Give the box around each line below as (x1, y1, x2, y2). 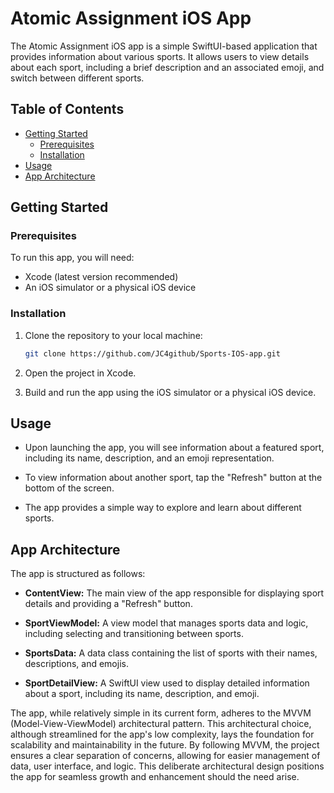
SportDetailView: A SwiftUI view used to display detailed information (24, 677, 310, 689)
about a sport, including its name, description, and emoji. (24, 688, 260, 700)
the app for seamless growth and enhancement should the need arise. (10, 771, 300, 783)
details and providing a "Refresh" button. (24, 598, 193, 610)
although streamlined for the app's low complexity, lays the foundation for (10, 728, 315, 741)
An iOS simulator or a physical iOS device (24, 282, 197, 294)
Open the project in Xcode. (24, 367, 137, 379)
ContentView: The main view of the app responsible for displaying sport (24, 587, 325, 599)
